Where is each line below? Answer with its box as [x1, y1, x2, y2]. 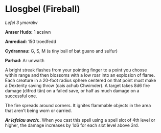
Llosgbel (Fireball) [5, 3, 80, 15]
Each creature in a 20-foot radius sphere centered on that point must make [5, 77, 157, 83]
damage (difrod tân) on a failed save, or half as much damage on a [5, 88, 139, 93]
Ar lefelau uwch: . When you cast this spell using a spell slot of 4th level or [5, 117, 156, 123]
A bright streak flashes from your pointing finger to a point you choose [5, 67, 147, 73]
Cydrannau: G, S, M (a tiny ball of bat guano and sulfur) [5, 48, 118, 54]
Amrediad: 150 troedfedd [5, 38, 56, 44]
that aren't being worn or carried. [5, 108, 72, 113]
